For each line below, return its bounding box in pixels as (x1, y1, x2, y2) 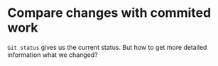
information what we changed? (7, 51, 98, 59)
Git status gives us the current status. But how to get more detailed (7, 43, 207, 51)
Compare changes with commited (7, 5, 212, 21)
